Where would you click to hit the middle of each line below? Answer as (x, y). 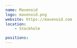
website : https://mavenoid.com (39, 19)
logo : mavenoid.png (26, 15)
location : (16, 24)
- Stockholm (27, 29)
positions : (17, 38)
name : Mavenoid (22, 10)
